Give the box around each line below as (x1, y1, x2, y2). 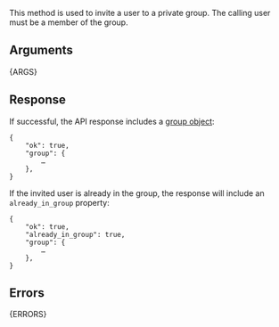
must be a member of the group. (9, 17, 128, 28)
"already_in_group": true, (25, 230, 126, 239)
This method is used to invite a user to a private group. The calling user (9, 8, 271, 18)
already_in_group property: (9, 197, 110, 208)
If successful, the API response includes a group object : (9, 116, 216, 127)
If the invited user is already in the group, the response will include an (9, 187, 265, 199)
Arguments (9, 43, 74, 58)
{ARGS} (9, 66, 38, 77)
